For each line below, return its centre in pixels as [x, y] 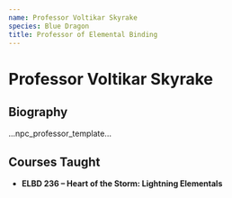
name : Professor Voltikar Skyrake [73, 18]
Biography [38, 112]
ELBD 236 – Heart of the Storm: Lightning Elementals [122, 184]
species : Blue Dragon [49, 26]
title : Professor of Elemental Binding [83, 34]
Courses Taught [54, 162]
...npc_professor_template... [60, 134]
